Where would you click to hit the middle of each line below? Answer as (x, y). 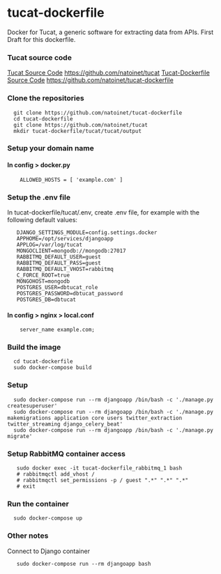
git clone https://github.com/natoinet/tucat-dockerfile (98, 113)
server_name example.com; (58, 330)
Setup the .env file (39, 197)
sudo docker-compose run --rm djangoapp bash (84, 564)
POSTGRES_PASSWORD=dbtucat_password (70, 293)
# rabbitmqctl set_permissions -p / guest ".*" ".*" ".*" (102, 481)
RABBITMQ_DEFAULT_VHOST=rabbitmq (65, 269)
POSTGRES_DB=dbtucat (46, 300)
